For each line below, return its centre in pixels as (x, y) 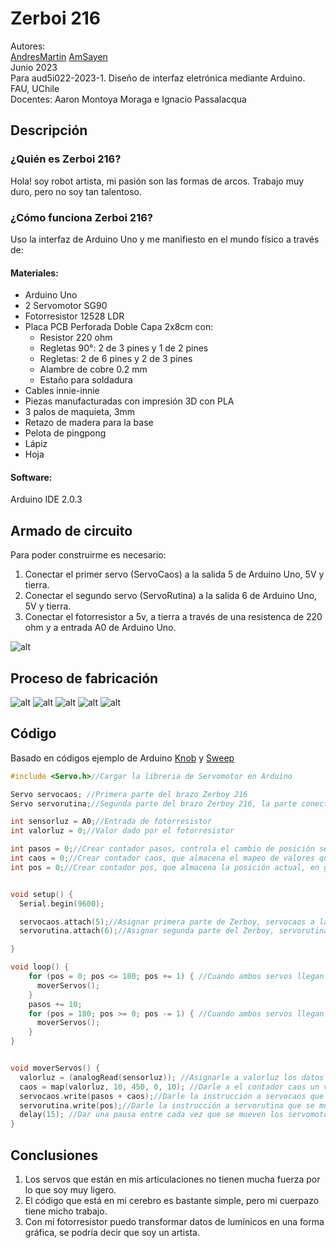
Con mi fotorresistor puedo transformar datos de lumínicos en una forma (174, 1221)
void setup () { (42, 894)
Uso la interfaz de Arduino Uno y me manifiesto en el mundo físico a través (165, 239)
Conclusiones (54, 1155)
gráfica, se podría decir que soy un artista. (112, 1232)
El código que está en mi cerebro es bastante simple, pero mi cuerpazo (172, 1200)
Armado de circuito (71, 530)
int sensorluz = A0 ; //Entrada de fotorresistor (111, 822)
